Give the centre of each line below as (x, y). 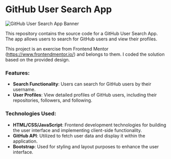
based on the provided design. (38, 59)
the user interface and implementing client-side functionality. (77, 130)
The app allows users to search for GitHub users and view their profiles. (81, 39)
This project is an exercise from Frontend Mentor (57, 49)
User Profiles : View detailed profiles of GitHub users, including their (85, 95)
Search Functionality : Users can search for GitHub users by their (82, 84)
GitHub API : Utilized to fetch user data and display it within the (79, 135)
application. (25, 141)
